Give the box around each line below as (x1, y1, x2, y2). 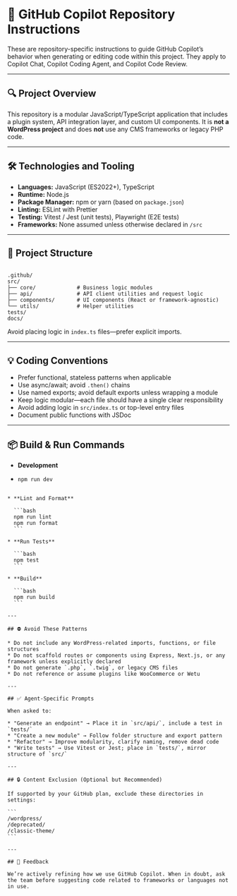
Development (17, 461, 59, 469)
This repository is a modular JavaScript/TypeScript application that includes (7, 109, 228, 119)
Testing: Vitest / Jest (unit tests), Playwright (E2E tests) (17, 212, 180, 221)
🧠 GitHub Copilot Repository (7, 6, 175, 23)
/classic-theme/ (7, 827, 55, 835)
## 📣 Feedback (7, 858, 49, 865)
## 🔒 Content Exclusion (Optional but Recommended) (7, 776, 163, 783)
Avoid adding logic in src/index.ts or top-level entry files (17, 404, 185, 412)
